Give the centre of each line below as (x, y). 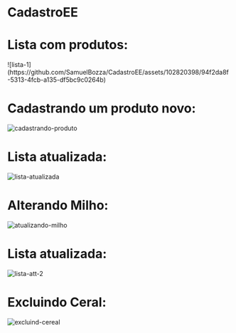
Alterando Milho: (58, 205)
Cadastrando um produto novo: (102, 109)
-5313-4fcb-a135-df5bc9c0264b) (57, 80)
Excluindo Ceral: (57, 302)
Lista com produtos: (68, 45)
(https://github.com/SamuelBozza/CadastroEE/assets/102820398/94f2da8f (118, 73)
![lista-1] (20, 65)
